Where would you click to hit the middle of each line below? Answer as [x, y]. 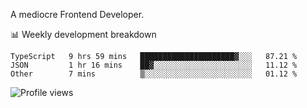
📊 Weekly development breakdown [83, 34]
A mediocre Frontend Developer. [77, 14]
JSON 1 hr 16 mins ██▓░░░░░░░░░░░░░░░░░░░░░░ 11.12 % [154, 65]
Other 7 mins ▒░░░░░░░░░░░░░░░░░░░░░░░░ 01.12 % [154, 74]
